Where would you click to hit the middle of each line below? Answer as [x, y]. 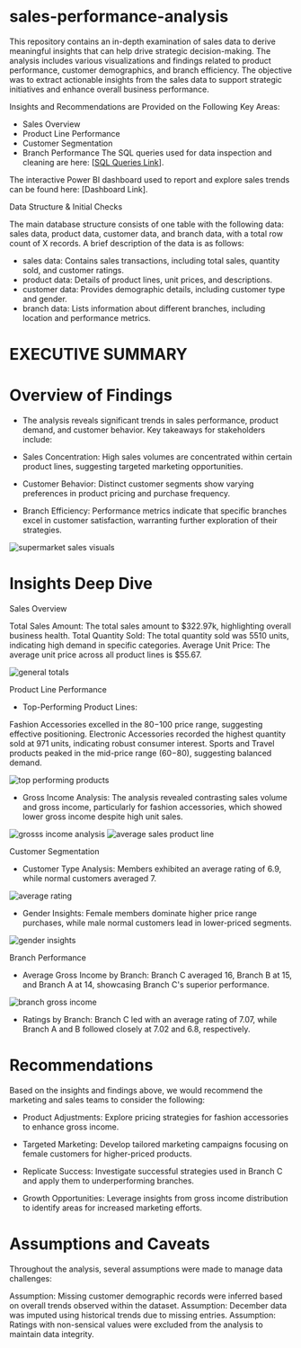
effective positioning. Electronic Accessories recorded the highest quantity [147, 734]
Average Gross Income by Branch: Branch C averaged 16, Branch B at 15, [157, 975]
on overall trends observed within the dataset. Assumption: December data [148, 1305]
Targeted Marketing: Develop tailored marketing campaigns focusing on [155, 1144]
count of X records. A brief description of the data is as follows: [127, 243]
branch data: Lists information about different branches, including [144, 308]
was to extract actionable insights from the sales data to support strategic [146, 79]
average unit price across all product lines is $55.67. [106, 655]
